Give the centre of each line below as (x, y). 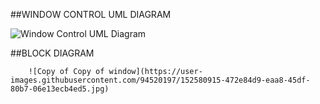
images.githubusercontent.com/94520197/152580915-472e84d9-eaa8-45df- (160, 80)
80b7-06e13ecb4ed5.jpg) (60, 89)
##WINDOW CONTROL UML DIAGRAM (91, 14)
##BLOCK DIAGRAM (52, 53)
